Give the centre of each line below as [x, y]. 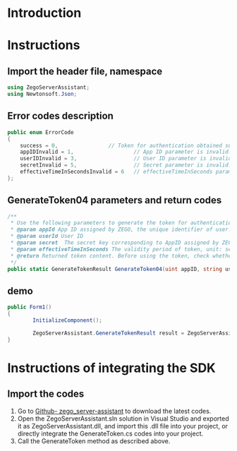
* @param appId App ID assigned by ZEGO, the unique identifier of [111, 230]
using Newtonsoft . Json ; [42, 94]
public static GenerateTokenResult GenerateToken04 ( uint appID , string [115, 269]
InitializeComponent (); [67, 320]
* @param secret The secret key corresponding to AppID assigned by [115, 243]
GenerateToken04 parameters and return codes [115, 200]
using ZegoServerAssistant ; [49, 88]
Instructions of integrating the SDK [112, 368]
